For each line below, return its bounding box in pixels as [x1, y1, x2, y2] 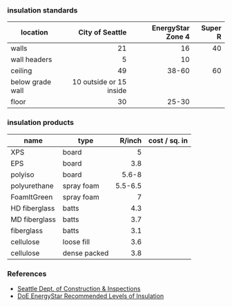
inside [106, 86, 127, 95]
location [20, 28, 48, 37]
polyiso [10, 170, 35, 179]
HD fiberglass [10, 203, 55, 212]
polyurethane [10, 181, 54, 190]
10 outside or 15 [72, 77, 127, 87]
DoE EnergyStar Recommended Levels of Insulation [17, 292, 164, 300]
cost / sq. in [148, 135, 188, 145]
